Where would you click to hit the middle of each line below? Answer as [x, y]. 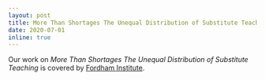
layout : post [30, 15]
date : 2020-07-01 [37, 30]
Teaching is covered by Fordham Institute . [77, 68]
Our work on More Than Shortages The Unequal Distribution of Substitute [128, 60]
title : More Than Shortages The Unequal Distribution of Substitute [123, 23]
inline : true [30, 37]
